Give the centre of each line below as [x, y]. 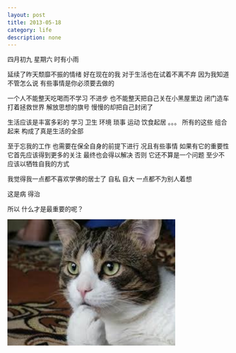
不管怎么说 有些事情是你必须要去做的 [61, 83]
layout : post [26, 15]
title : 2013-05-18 [34, 22]
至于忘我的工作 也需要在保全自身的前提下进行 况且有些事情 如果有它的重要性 [118, 146]
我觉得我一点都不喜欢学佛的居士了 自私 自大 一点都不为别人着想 [100, 179]
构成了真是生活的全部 [52, 131]
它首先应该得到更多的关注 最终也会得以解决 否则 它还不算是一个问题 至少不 [116, 155]
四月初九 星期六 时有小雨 [43, 60]
